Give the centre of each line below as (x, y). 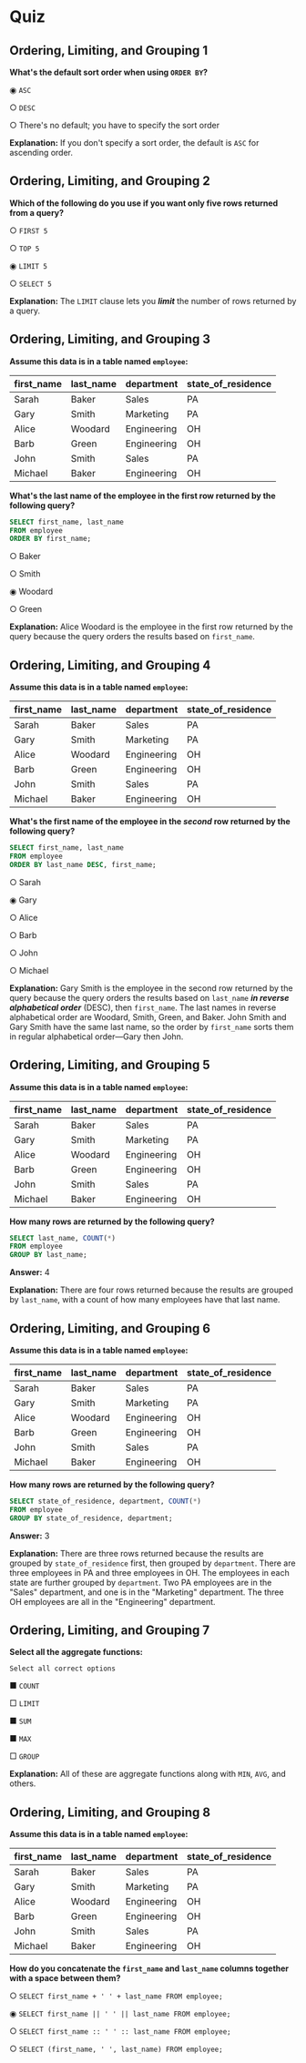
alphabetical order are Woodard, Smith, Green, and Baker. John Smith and (148, 1016)
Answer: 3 (30, 1536)
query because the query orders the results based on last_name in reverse (149, 997)
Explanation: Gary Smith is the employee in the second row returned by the (151, 988)
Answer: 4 (30, 1272)
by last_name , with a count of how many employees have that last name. (145, 1300)
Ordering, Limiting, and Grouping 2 (110, 181)
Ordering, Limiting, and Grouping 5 (110, 1065)
